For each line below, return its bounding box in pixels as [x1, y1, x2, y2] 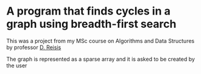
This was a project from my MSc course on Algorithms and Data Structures [6, 37, 195, 44]
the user [6, 62, 27, 69]
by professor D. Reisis [6, 44, 62, 51]
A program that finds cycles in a [6, 4, 171, 18]
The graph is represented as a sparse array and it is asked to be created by [6, 55, 195, 62]
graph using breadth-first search [6, 17, 177, 31]
